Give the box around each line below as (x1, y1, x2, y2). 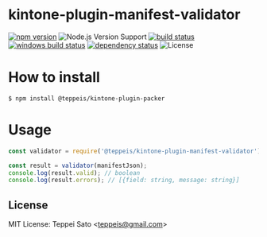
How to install (8, 68, 101, 87)
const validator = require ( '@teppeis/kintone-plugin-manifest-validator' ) (8, 147, 261, 155)
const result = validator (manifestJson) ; (8, 161, 148, 169)
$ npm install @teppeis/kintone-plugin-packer (8, 94, 165, 103)
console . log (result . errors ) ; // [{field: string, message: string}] (8, 177, 240, 185)
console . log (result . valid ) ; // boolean (8, 169, 141, 177)
